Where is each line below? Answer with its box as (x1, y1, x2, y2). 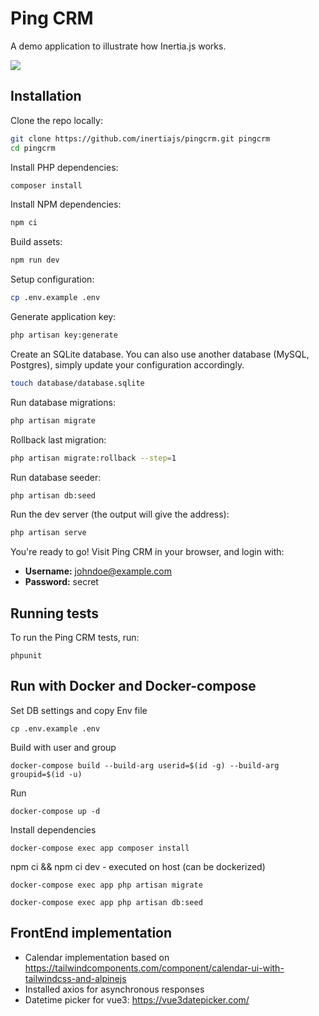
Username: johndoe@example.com (24, 565, 173, 577)
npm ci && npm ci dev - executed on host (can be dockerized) (10, 860, 266, 872)
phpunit (10, 651, 43, 661)
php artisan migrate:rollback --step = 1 (10, 453, 177, 463)
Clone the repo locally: (10, 114, 103, 126)
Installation (10, 88, 82, 105)
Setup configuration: (10, 273, 95, 286)
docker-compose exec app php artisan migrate (10, 880, 203, 890)
